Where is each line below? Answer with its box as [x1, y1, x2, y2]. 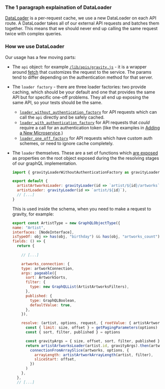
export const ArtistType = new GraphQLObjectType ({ [12, 220, 120, 225]
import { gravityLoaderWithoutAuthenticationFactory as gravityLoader [12, 170, 160, 175]
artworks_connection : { [21, 261, 70, 267]
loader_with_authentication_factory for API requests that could [19, 120, 150, 125]
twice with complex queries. [5, 31, 62, 37]
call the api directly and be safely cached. [19, 114, 105, 120]
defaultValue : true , [30, 302, 72, 307]
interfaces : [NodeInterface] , [12, 230, 75, 235]
